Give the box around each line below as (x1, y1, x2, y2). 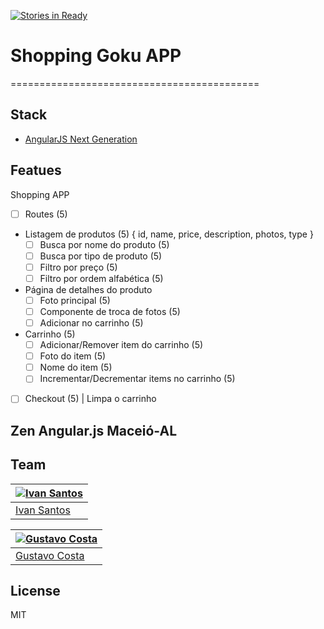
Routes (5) (24, 208, 68, 220)
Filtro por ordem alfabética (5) (39, 272, 164, 284)
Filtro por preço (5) (39, 261, 118, 273)
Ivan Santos (15, 503, 71, 517)
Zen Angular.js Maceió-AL (10, 422, 178, 439)
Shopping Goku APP (10, 45, 182, 67)
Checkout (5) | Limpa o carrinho (24, 393, 157, 405)
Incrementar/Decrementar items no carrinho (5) (39, 373, 236, 385)
